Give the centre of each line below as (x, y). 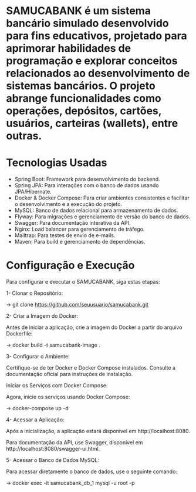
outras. (24, 136)
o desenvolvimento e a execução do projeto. (68, 204)
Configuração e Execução (70, 265)
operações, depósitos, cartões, (84, 111)
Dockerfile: (19, 334)
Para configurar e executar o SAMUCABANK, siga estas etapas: (83, 282)
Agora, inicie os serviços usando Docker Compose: (68, 397)
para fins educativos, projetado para (97, 36)
